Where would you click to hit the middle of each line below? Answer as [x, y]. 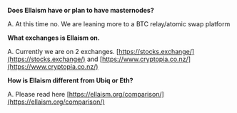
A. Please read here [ [39, 94]
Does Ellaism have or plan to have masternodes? [81, 10]
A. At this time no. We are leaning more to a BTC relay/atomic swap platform [119, 24]
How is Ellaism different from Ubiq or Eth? [70, 80]
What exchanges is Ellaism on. [54, 38]
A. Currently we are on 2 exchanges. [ [63, 52]
